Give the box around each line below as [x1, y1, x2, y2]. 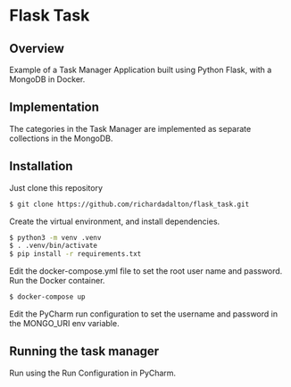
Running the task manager [9, 344, 160, 359]
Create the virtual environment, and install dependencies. [9, 216, 220, 226]
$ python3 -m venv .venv [9, 233, 102, 242]
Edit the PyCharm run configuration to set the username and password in [9, 309, 279, 319]
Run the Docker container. [9, 276, 105, 286]
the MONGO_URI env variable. [9, 318, 120, 328]
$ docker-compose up [9, 292, 87, 301]
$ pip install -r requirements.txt [9, 250, 142, 259]
